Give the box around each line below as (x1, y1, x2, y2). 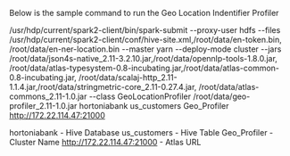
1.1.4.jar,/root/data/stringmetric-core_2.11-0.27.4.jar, (9, 82, 197, 92)
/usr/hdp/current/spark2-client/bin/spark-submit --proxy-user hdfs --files (9, 25, 281, 35)
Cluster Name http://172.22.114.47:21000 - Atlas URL (9, 137, 202, 147)
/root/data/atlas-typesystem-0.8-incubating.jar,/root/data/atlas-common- (9, 62, 279, 73)
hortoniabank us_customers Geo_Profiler (79, 101, 229, 111)
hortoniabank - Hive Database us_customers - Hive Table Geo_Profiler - (9, 127, 274, 137)
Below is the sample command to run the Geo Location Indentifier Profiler (9, 8, 279, 18)
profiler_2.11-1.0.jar (9, 101, 78, 111)
